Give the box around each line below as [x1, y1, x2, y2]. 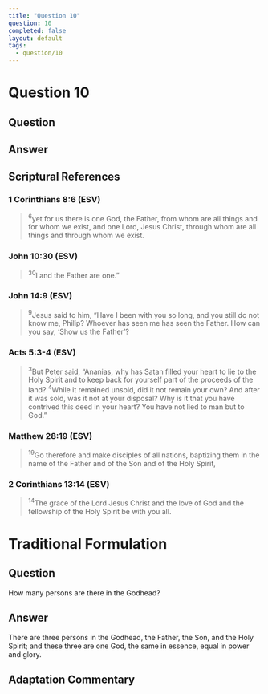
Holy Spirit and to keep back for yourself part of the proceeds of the [27, 375, 254, 385]
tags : [8, 42, 26, 50]
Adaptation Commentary [8, 672, 135, 686]
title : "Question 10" [8, 11, 81, 20]
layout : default [8, 34, 63, 43]
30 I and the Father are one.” [27, 269, 120, 280]
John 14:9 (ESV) [8, 290, 73, 302]
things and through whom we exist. [27, 230, 144, 241]
